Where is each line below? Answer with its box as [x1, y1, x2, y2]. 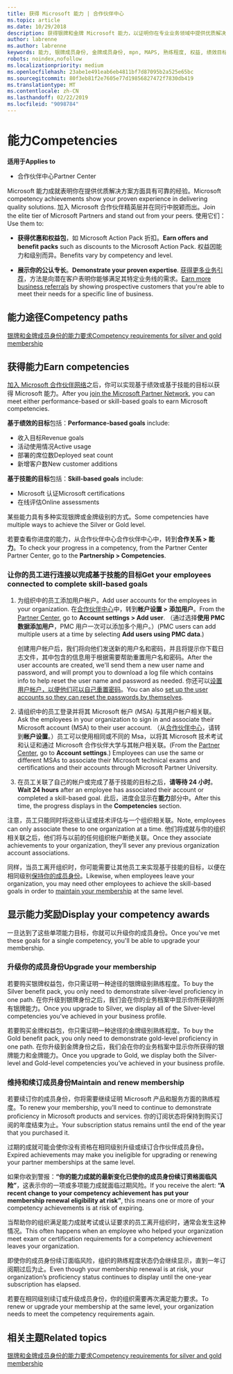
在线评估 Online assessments [17, 498, 100, 506]
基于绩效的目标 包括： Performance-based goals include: [7, 419, 170, 428]
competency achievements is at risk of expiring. [7, 1204, 144, 1212]
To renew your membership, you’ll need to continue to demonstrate [19, 1104, 212, 1112]
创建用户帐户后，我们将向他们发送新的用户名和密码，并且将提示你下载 [17, 644, 218, 652]
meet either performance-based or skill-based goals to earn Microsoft [7, 397, 208, 405]
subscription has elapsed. [7, 1280, 81, 1288]
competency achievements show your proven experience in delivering [7, 194, 208, 202]
